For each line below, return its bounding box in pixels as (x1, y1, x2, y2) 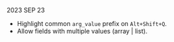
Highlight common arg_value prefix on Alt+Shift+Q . (16, 20, 167, 27)
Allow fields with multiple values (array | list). (16, 27, 148, 35)
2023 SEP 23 (6, 6, 45, 14)
